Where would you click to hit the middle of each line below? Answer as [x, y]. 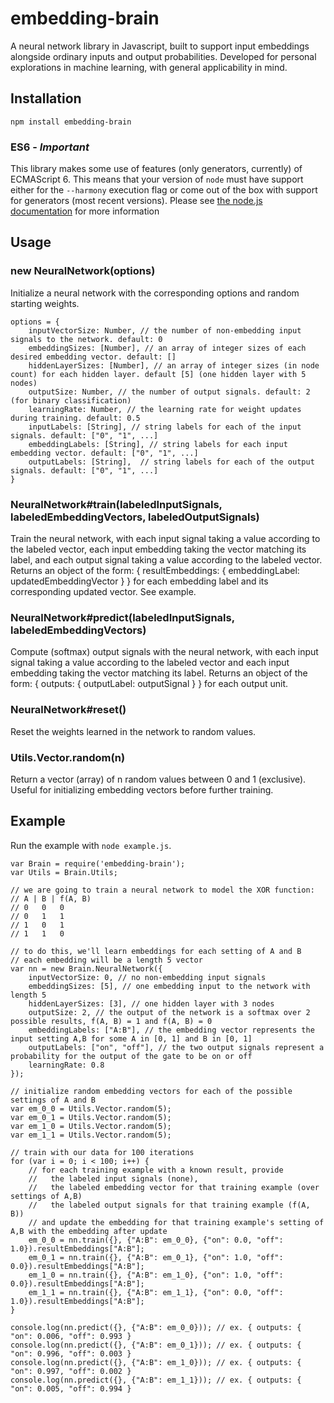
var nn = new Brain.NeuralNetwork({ [86, 968]
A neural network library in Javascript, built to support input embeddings [160, 46]
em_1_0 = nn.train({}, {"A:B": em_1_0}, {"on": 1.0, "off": [156, 1275]
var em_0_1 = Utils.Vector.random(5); [91, 1117]
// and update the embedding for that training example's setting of [176, 1222]
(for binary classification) [71, 400]
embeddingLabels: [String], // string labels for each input [158, 444]
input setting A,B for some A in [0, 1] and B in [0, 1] [131, 1038]
